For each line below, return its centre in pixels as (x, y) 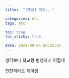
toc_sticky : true (23, 37)
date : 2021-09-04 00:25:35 (33, 46)
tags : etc (15, 23)
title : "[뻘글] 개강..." (30, 10)
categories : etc (22, 19)
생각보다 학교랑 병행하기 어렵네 (35, 60)
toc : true (15, 32)
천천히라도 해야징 (22, 71)
